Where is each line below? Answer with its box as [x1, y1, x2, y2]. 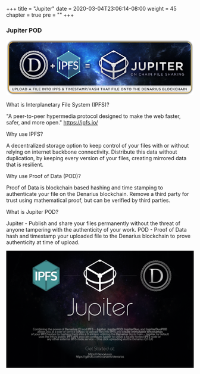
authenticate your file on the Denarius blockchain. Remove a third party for [6, 190, 189, 197]
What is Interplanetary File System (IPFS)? [6, 101, 110, 108]
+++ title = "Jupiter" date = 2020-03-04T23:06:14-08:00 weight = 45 [6, 5, 177, 12]
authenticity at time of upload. [6, 238, 80, 246]
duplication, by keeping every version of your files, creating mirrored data [6, 154, 187, 161]
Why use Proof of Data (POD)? [6, 172, 82, 179]
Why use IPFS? [6, 130, 43, 138]
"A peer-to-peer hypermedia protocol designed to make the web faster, [6, 113, 181, 120]
